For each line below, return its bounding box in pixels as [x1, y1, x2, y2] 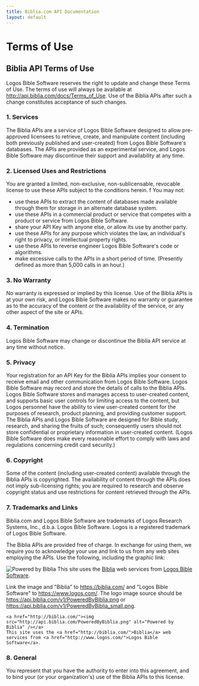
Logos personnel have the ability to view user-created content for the [6, 403, 176, 411]
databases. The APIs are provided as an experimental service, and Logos [6, 145, 185, 152]
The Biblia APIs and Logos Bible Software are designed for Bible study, [6, 416, 179, 423]
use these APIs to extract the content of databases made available [14, 198, 178, 205]
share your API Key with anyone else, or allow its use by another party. [14, 224, 188, 231]
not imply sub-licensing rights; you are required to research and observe [6, 483, 184, 490]
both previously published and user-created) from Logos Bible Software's [6, 139, 187, 146]
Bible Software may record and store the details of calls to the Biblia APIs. [6, 384, 186, 391]
